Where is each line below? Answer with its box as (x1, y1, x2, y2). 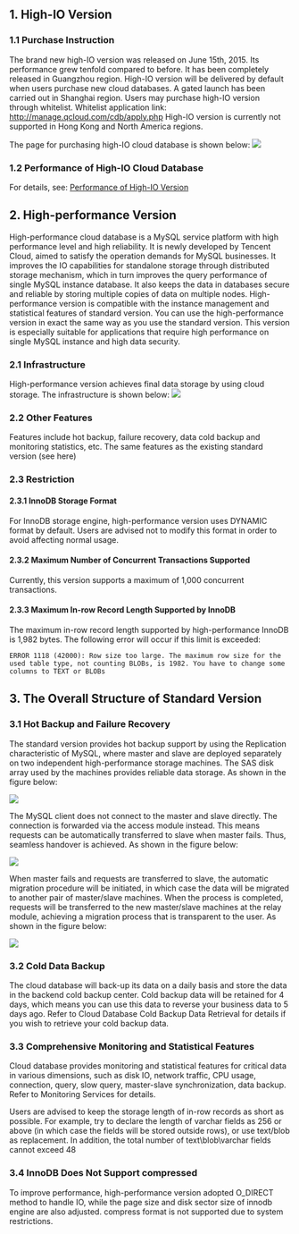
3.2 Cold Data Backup (9, 959, 105, 972)
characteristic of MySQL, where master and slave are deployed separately (9, 748, 283, 758)
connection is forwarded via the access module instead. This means (9, 820, 261, 831)
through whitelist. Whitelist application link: (9, 102, 167, 113)
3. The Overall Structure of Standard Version (9, 691, 262, 706)
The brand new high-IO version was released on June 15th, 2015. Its (9, 54, 260, 65)
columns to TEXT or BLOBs (9, 666, 105, 676)
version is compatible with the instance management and (59, 298, 270, 308)
